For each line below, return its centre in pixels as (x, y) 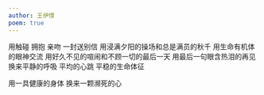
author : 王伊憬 (31, 15)
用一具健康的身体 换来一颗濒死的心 (65, 83)
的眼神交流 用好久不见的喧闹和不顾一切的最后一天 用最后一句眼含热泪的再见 (132, 56)
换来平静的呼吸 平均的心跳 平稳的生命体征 (76, 66)
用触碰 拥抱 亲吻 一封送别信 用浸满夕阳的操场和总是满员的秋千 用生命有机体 (132, 46)
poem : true (26, 23)
